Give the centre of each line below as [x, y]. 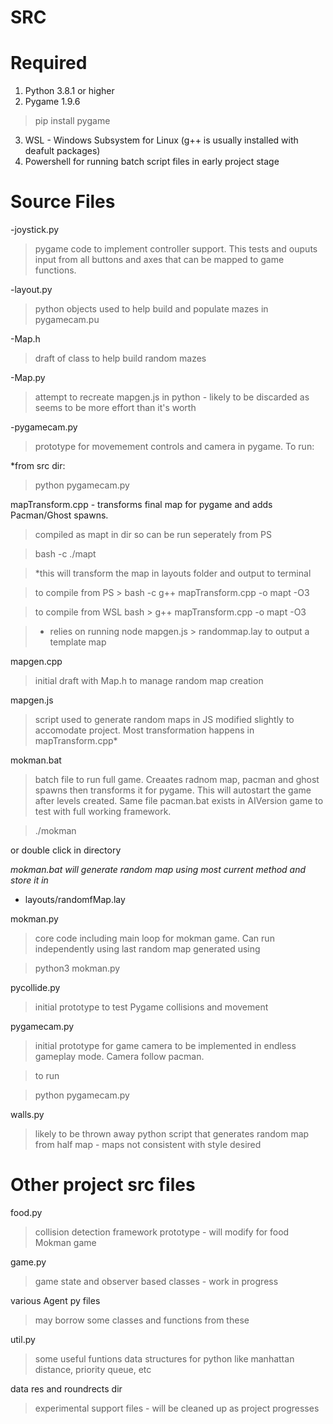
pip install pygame [72, 121]
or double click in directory [66, 850]
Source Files [63, 202]
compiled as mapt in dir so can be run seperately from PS [153, 535]
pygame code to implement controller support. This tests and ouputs [176, 249]
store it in [29, 880]
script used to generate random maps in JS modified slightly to [164, 720]
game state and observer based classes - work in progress [156, 1281]
